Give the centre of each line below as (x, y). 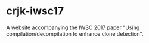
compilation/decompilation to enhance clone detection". (75, 33)
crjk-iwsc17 (35, 11)
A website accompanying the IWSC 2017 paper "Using (73, 27)
